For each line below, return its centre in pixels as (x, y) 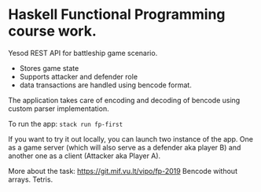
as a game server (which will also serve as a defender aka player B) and (125, 147)
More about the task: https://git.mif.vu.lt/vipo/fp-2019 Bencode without (123, 171)
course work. (52, 31)
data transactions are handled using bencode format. (106, 85)
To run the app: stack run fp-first (66, 124)
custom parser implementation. (59, 109)
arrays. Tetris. (31, 179)
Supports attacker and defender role (79, 76)
